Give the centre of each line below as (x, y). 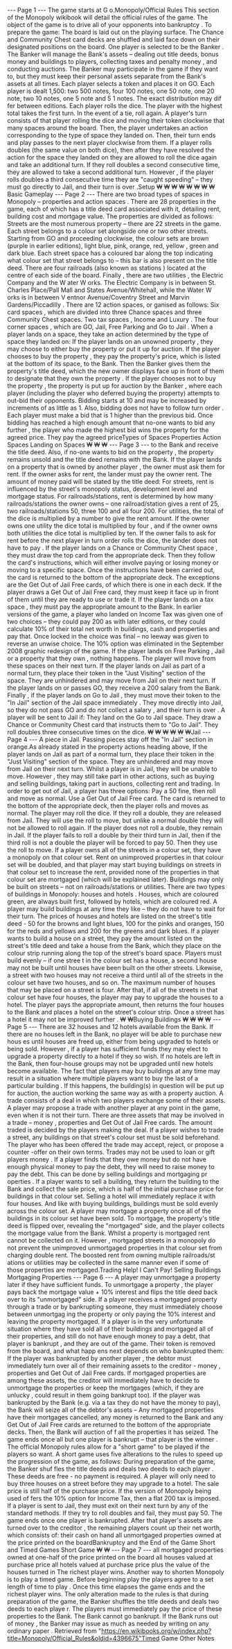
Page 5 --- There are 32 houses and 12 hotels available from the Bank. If (110, 1027)
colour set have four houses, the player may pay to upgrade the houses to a (115, 997)
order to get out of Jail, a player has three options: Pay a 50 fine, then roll (111, 791)
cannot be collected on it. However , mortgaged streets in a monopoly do (111, 1240)
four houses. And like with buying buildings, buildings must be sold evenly (113, 1203)
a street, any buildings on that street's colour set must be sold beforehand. (114, 1137)
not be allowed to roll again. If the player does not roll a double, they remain (115, 828)
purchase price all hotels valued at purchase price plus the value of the (108, 1564)
